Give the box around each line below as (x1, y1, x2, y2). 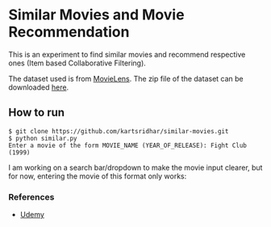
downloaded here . (8, 82, 69, 92)
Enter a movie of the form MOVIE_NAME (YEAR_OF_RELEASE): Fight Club (8, 141, 248, 149)
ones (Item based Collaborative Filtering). (8, 58, 147, 68)
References (8, 191, 55, 203)
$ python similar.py (8, 134, 78, 142)
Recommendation (8, 23, 130, 41)
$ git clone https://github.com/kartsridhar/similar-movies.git (8, 127, 229, 135)
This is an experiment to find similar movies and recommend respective (8, 49, 246, 59)
